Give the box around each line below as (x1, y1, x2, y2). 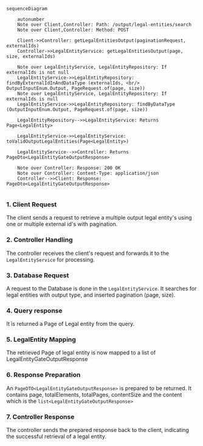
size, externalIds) (6, 53, 56, 59)
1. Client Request (6, 200, 57, 209)
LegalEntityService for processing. (6, 255, 95, 263)
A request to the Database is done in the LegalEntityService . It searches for (6, 285, 197, 292)
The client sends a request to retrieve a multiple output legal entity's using (6, 214, 193, 221)
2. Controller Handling (6, 235, 73, 244)
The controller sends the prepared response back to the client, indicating (6, 427, 190, 434)
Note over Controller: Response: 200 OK (17, 165, 121, 171)
